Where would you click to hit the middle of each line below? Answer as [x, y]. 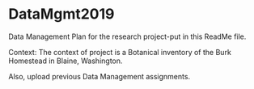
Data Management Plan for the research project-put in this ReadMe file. [127, 36]
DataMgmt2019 [61, 14]
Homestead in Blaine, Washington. [66, 61]
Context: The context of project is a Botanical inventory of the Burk [120, 52]
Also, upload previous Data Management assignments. [99, 76]
